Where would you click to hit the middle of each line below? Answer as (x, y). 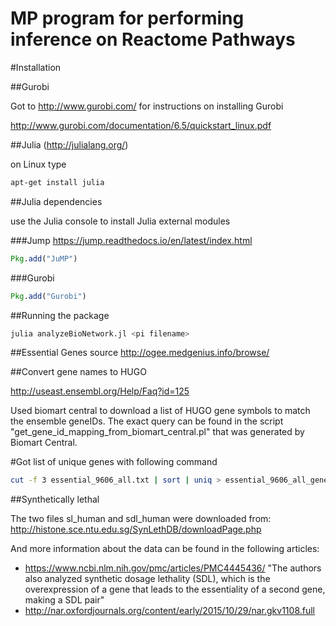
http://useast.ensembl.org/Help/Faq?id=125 (100, 391)
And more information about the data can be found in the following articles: (165, 549)
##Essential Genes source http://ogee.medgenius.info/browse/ (140, 353)
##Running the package (60, 315)
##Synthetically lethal (55, 499)
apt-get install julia (57, 182)
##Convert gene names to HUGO (78, 372)
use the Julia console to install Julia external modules (120, 221)
